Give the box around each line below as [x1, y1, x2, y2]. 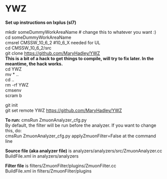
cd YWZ [5, 66, 22, 72]
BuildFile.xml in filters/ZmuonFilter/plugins [5, 168, 92, 174]
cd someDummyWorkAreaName [5, 34, 71, 40]
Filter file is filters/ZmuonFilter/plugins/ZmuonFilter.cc [5, 163, 117, 169]
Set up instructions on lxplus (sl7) [5, 19, 76, 25]
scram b [5, 92, 22, 98]
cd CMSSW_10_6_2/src [5, 45, 52, 51]
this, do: [5, 127, 22, 133]
